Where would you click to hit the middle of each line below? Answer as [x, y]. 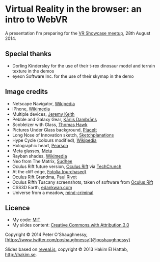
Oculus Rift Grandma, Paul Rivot [44, 177]
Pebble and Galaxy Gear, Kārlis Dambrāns [54, 119]
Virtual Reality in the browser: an [73, 9]
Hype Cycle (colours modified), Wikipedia [54, 140]
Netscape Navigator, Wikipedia [43, 103]
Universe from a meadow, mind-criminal [53, 193]
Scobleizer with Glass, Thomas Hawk [50, 125]
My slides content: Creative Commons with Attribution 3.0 [71, 225]
